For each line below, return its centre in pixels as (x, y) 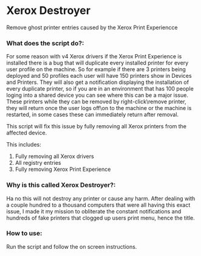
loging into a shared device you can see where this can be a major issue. (97, 95)
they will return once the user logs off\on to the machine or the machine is (99, 108)
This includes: (24, 145)
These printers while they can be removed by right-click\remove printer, (96, 102)
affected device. (27, 133)
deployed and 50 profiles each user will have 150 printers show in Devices (99, 76)
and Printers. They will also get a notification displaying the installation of (98, 82)
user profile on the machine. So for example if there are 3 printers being (96, 69)
